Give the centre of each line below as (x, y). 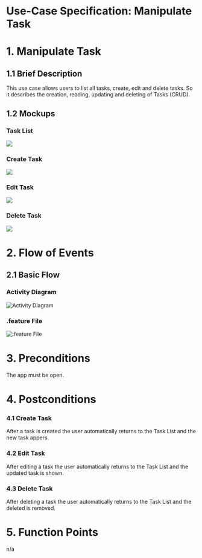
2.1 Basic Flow (33, 275)
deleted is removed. (31, 508)
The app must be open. (35, 375)
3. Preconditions (48, 358)
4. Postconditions (51, 400)
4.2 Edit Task (26, 453)
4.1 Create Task (29, 418)
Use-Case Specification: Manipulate (99, 11)
